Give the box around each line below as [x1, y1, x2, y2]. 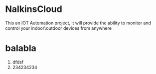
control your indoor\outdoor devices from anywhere [5, 25, 112, 31]
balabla [5, 43, 36, 54]
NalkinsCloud [5, 3, 62, 15]
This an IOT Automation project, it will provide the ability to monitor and [5, 20, 151, 26]
